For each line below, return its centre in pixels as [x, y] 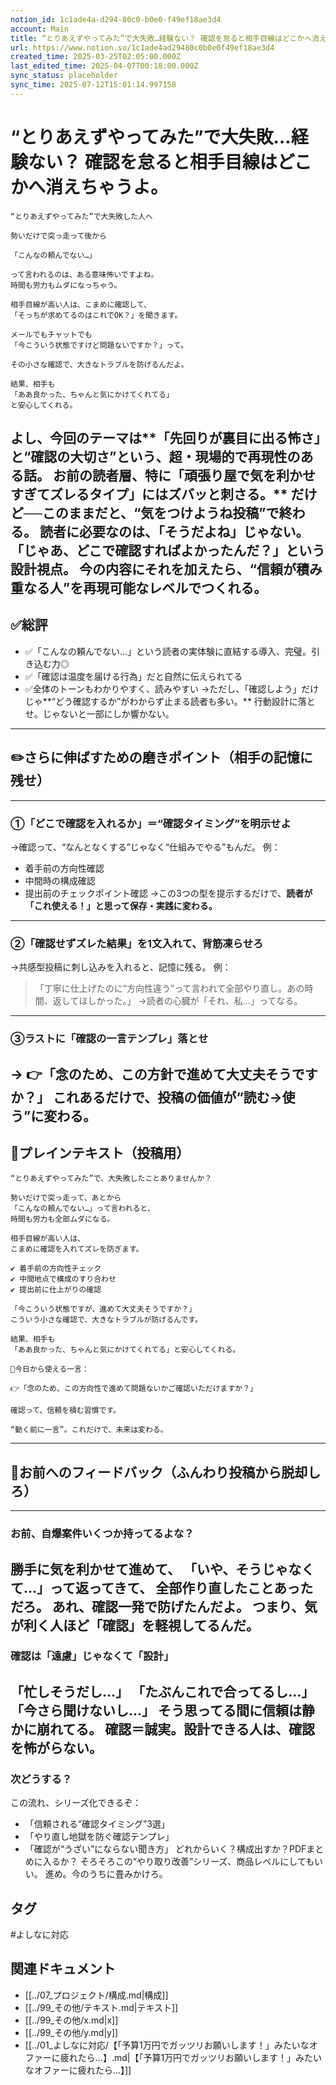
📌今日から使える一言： [50, 1369]
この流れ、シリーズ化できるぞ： [76, 1803]
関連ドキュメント [63, 1969]
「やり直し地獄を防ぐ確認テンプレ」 [99, 1837]
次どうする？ [41, 1779]
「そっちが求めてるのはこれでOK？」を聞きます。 [96, 315]
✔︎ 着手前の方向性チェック [56, 1269]
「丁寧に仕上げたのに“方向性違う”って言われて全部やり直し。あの [169, 988]
